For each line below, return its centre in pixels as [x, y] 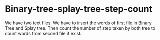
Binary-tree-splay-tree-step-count [79, 9]
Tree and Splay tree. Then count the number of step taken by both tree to [80, 28]
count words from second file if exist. [43, 33]
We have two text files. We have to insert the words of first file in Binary [78, 23]
